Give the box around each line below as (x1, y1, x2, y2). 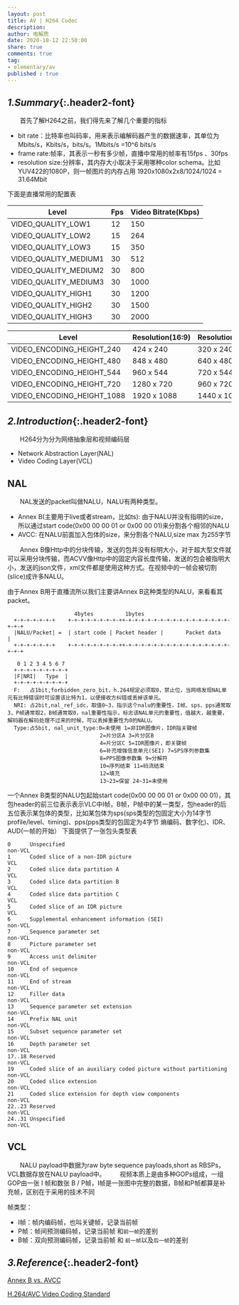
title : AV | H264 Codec (7, 17, 78, 24)
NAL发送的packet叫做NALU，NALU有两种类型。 (20, 497, 161, 506)
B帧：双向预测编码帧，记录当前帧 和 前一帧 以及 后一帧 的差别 (17, 1235, 188, 1244)
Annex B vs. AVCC (7, 1276, 62, 1284)
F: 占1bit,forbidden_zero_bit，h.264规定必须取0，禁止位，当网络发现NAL (14, 686, 222, 694)
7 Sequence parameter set (7, 928, 100, 935)
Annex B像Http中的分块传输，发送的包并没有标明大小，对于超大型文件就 (20, 545, 232, 553)
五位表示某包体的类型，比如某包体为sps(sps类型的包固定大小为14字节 (7, 809, 212, 817)
